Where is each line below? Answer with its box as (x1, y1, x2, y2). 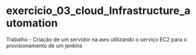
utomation (6, 16, 58, 30)
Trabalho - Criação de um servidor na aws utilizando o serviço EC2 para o (6, 36, 187, 43)
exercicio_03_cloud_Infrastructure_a (6, 4, 191, 18)
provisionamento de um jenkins (6, 42, 83, 49)
